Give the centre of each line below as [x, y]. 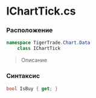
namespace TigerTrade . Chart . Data [48, 43]
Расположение [30, 30]
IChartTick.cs [41, 11]
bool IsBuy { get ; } [32, 89]
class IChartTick [39, 49]
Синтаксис [23, 76]
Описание [34, 60]
